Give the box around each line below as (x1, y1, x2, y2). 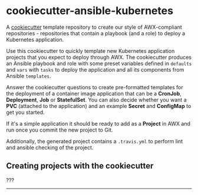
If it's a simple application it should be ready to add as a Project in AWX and (6, 120, 190, 127)
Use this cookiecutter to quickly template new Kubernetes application (6, 47, 175, 54)
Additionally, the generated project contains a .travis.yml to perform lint (6, 137, 183, 144)
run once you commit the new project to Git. (6, 126, 113, 133)
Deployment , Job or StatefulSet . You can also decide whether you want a (6, 96, 187, 103)
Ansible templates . (6, 72, 51, 79)
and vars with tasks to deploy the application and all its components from (6, 66, 184, 73)
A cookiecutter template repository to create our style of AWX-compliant (6, 23, 183, 31)
